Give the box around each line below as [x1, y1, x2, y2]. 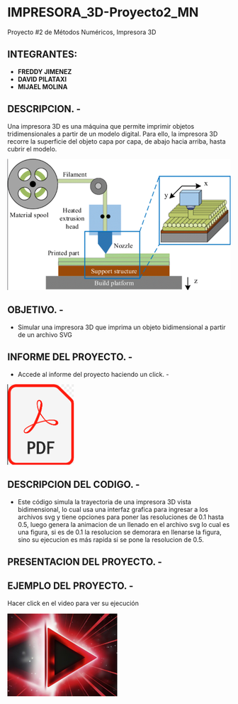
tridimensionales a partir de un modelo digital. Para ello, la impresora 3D [7, 129, 218, 138]
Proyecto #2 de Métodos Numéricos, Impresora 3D [7, 28, 157, 36]
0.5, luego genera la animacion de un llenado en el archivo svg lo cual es [17, 520, 230, 528]
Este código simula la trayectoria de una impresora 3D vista [17, 497, 191, 506]
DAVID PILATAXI [17, 75, 67, 83]
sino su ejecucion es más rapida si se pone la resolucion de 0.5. [17, 535, 204, 544]
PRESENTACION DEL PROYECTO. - [7, 555, 163, 567]
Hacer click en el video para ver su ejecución [7, 599, 140, 607]
